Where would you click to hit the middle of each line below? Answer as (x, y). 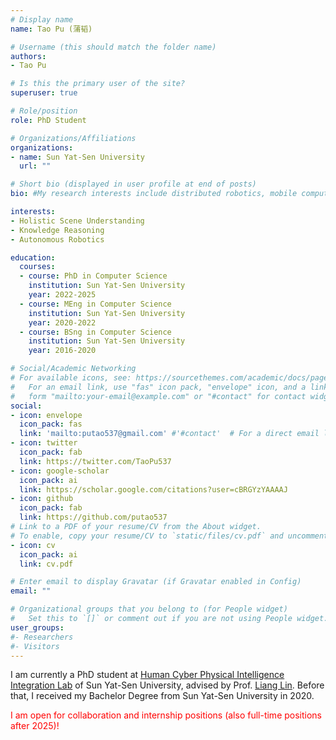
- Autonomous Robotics (57, 239)
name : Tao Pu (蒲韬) (51, 29)
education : (33, 257)
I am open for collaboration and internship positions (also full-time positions (166, 715)
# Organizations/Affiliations (73, 138)
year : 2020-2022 (62, 322)
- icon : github (42, 499)
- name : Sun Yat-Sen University (77, 157)
